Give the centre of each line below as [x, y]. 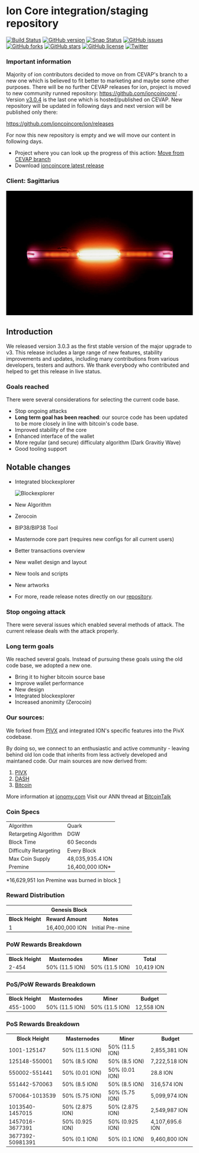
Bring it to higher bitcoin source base [60, 677]
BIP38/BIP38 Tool [36, 527]
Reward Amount [67, 919]
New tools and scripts [41, 574]
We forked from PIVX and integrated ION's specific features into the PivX [95, 731]
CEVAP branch [33, 159]
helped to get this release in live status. [54, 371]
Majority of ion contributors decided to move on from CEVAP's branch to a [97, 75]
